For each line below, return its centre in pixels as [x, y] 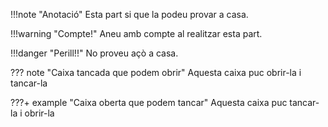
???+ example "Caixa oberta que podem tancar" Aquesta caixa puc [149, 102]
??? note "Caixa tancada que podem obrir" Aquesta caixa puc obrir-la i [156, 72]
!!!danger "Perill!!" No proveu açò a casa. [94, 53]
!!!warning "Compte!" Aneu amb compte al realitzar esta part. [136, 33]
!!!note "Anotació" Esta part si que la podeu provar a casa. [129, 14]
